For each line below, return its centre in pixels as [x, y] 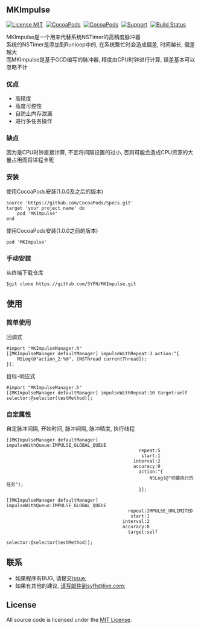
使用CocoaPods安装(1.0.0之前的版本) [52, 230]
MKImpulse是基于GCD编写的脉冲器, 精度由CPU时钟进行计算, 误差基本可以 [103, 59]
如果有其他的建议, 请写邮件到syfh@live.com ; [70, 586]
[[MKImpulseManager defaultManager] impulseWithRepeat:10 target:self [97, 393]
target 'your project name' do [46, 208]
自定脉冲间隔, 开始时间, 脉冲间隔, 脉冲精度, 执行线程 [70, 428]
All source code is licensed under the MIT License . [69, 619]
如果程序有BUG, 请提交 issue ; [51, 578]
